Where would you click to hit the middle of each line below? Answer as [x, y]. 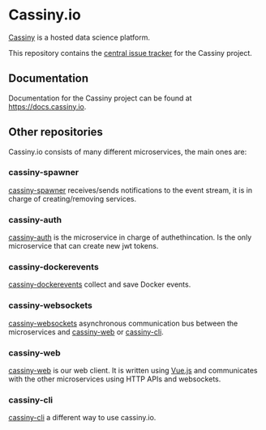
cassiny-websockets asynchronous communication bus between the [123, 323]
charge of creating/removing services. [72, 198]
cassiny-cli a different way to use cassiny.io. [82, 418]
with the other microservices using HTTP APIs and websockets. [115, 379]
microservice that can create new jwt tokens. [84, 246]
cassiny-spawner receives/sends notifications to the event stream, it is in [131, 190]
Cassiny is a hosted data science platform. [79, 37]
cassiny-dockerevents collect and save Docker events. [100, 284]
